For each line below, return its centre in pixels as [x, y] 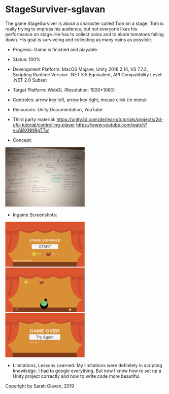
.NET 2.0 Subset [30, 80]
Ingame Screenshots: [35, 215]
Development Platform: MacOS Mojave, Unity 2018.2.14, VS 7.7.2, [80, 69]
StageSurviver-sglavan [55, 9]
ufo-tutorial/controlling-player [44, 125]
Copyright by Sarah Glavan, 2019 [40, 386]
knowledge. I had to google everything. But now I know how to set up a [87, 371]
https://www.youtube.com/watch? [111, 125]
